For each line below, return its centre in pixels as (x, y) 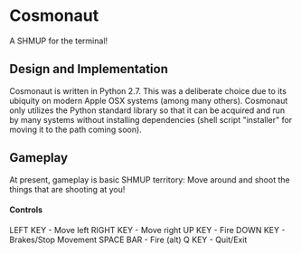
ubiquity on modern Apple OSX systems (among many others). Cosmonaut (149, 100)
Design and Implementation (89, 69)
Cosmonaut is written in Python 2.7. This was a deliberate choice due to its (148, 90)
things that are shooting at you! (67, 189)
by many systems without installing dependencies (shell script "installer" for (151, 119)
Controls (26, 210)
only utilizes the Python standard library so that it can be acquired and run (147, 110)
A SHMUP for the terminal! (59, 41)
